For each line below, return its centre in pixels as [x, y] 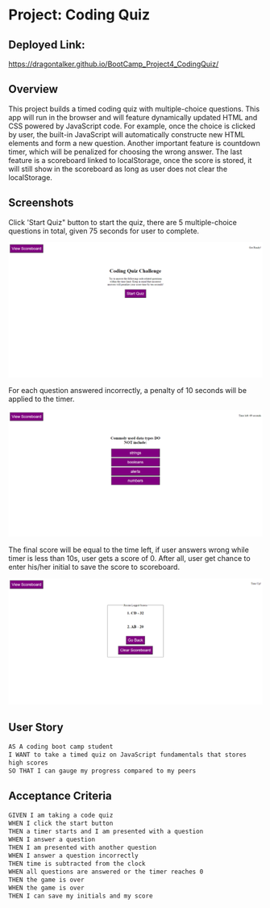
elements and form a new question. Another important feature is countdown [134, 143]
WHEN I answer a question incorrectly [73, 856]
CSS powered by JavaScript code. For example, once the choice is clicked [132, 126]
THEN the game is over [46, 880]
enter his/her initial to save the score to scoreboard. [94, 567]
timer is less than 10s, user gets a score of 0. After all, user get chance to [130, 558]
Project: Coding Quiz [79, 15]
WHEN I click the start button [61, 824]
